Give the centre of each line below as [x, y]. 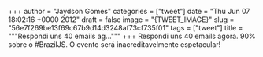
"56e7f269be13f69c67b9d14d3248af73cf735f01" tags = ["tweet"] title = [126, 28]
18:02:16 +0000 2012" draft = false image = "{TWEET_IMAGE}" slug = [121, 20]
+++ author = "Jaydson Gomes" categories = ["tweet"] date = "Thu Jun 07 [129, 11]
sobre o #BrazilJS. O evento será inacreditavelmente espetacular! [115, 45]
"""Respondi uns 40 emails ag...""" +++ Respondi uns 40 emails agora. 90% [132, 36]
